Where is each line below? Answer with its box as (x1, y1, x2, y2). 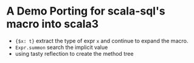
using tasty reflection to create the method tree (15, 50, 134, 57)
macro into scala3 (6, 17, 99, 31)
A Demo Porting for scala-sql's (6, 4, 165, 18)
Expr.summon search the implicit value (15, 44, 108, 51)
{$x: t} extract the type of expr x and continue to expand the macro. (15, 37, 189, 44)
